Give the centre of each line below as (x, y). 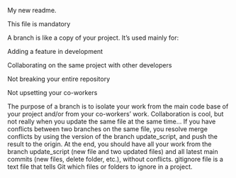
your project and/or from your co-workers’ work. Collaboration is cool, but (116, 114)
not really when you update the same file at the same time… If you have (112, 121)
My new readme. (32, 10)
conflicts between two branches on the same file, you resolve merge (107, 129)
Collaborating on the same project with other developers (90, 65)
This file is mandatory (39, 24)
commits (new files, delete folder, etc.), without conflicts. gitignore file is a (115, 159)
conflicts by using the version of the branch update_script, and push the (113, 137)
